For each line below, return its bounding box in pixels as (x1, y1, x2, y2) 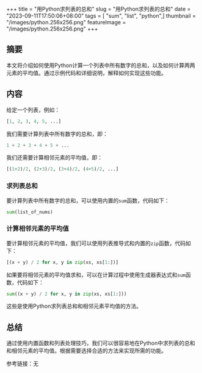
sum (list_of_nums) (6, 209, 53, 215)
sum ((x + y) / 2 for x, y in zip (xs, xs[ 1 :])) (6, 291, 127, 297)
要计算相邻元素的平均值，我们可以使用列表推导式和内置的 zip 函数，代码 (6, 240, 186, 247)
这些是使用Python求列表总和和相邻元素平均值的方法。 (6, 302, 142, 310)
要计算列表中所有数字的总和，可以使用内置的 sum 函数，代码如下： (6, 197, 170, 204)
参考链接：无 (6, 360, 38, 368)
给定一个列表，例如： (6, 106, 60, 113)
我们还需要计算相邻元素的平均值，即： (6, 154, 103, 162)
